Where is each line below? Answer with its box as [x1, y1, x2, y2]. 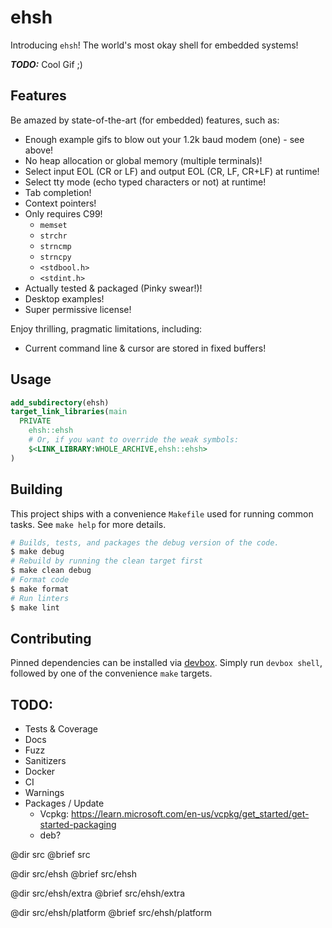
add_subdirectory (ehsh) [10, 397, 110, 408]
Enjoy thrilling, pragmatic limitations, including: [10, 322, 203, 335]
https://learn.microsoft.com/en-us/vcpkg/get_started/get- [71, 808, 310, 820]
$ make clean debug [10, 566, 92, 576]
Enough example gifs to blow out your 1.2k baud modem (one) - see [24, 133, 305, 145]
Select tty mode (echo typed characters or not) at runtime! [24, 176, 267, 188]
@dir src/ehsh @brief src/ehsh [10, 868, 137, 880]
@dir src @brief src [10, 849, 91, 861]
